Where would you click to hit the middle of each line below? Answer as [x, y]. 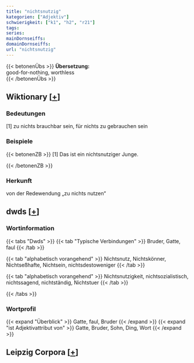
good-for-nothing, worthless [40, 72]
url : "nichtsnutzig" [31, 50]
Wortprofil [21, 309]
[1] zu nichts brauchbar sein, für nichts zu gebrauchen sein [77, 126]
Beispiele [20, 141]
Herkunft [19, 181]
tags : [13, 28]
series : [15, 33]
